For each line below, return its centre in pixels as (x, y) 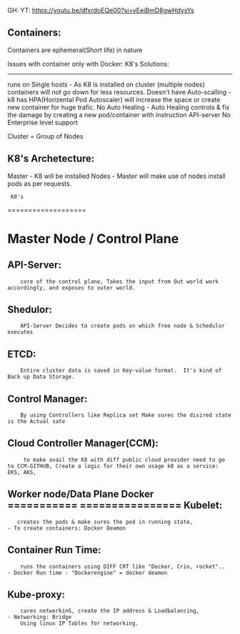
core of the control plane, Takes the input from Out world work (120, 282)
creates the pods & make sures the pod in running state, (105, 522)
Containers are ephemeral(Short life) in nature (75, 50)
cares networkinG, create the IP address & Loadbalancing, (110, 611)
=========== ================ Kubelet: (115, 506)
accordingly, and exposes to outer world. (71, 288)
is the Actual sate (36, 422)
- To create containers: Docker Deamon (67, 528)
